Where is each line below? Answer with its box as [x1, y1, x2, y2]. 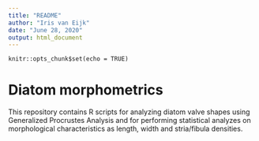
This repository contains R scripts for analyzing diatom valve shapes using [8, 107, 250, 117]
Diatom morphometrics [8, 81, 163, 99]
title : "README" [8, 11, 62, 20]
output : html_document [8, 33, 83, 42]
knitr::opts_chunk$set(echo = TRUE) [8, 55, 129, 63]
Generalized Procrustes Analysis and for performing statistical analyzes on [8, 116, 251, 125]
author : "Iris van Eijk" [8, 19, 90, 27]
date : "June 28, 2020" [8, 26, 83, 34]
